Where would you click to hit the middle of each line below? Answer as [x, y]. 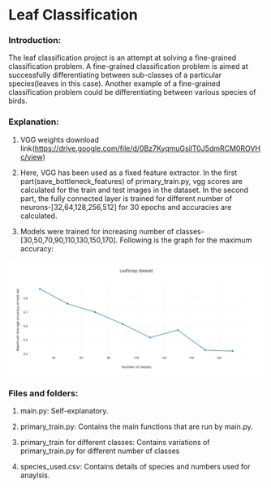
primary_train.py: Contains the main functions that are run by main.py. [136, 426]
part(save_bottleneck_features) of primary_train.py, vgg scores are [131, 181]
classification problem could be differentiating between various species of [133, 92]
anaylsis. [35, 475]
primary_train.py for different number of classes [100, 451]
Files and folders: [43, 393]
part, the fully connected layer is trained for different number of [126, 198]
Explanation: [34, 122]
